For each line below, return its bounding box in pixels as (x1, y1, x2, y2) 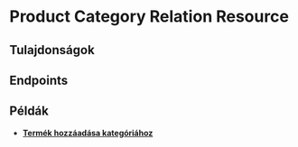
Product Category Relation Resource (9, 6, 289, 27)
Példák (9, 104, 50, 119)
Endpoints (9, 72, 69, 87)
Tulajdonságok (9, 42, 95, 58)
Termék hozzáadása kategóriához (22, 127, 154, 138)
